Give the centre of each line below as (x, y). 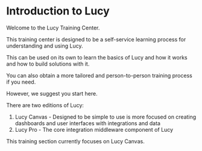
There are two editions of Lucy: (45, 105)
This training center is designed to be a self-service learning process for (96, 39)
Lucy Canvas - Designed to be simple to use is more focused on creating (106, 117)
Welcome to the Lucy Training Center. (53, 28)
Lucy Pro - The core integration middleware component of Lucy (94, 129)
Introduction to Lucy (58, 11)
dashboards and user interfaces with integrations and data (88, 123)
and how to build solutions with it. (48, 64)
